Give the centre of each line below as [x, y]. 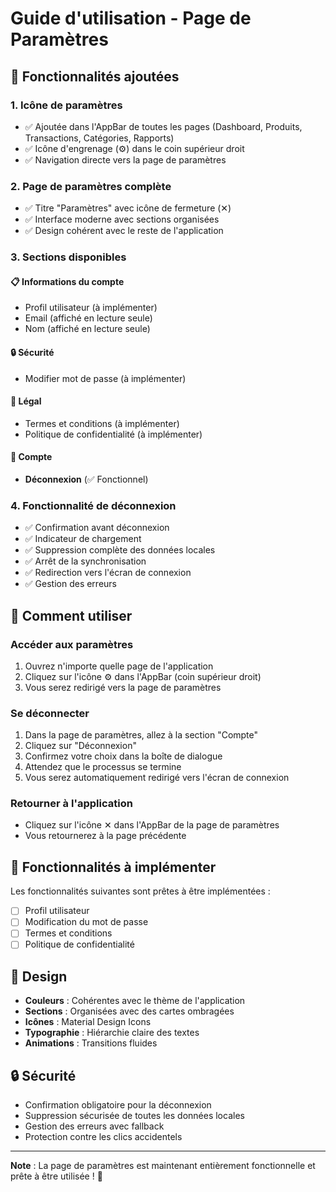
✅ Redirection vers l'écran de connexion [108, 573]
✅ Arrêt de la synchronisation [85, 561]
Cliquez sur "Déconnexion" [80, 746]
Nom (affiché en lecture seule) [87, 329]
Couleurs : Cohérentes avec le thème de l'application [135, 1001]
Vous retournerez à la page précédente [105, 836]
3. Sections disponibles [68, 257]
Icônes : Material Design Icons [88, 1022]
